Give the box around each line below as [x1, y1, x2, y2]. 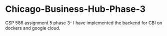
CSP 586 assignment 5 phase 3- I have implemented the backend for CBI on [5, 20, 162, 26]
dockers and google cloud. [5, 25, 60, 31]
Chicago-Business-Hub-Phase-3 [5, 3, 146, 15]
